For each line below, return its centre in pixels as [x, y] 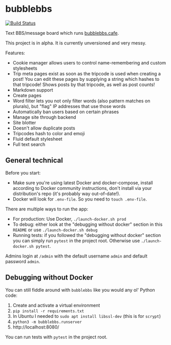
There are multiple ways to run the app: [47, 209]
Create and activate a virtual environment [56, 305]
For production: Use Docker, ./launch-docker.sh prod [69, 219]
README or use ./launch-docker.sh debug [55, 230]
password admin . [23, 261]
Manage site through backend [44, 117]
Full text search [29, 144]
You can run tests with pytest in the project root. [56, 337]
